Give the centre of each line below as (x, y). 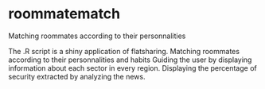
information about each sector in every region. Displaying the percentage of (132, 68)
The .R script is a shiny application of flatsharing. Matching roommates (124, 51)
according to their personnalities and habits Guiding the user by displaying (130, 60)
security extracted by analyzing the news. (77, 76)
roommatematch (64, 14)
